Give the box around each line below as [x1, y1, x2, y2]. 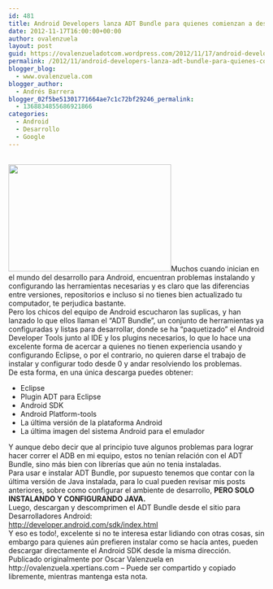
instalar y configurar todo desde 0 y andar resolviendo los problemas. [8, 358, 242, 368]
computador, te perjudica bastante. [8, 298, 127, 308]
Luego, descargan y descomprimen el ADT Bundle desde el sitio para [8, 502, 241, 512]
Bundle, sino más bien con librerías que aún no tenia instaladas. [8, 459, 222, 469]
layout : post [8, 42, 53, 50]
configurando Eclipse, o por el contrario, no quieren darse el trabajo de [8, 350, 246, 360]
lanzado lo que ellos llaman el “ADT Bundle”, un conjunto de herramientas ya [8, 315, 264, 325]
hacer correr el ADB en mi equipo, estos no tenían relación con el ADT [8, 450, 244, 460]
